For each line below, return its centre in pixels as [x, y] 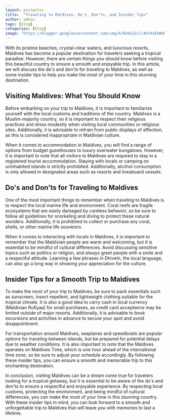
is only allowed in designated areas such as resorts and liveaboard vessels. [84, 172]
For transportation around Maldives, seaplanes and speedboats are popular [84, 333]
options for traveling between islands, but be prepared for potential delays [83, 339]
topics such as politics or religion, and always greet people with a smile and [84, 253]
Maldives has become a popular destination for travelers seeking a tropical [83, 53]
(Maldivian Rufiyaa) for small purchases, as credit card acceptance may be [83, 308]
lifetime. [14, 413]
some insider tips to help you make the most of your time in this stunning [81, 75]
